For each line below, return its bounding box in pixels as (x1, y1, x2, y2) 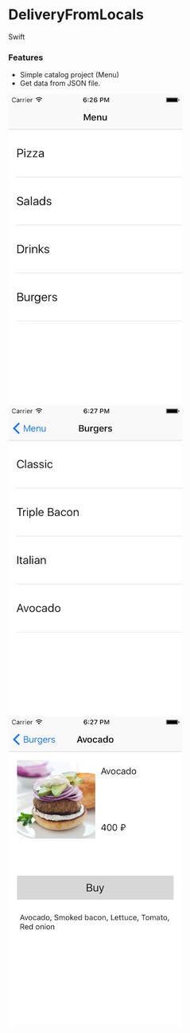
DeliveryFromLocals (8, 6, 145, 24)
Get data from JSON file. (19, 78, 101, 89)
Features (8, 52, 44, 63)
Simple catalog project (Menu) (19, 70, 119, 80)
